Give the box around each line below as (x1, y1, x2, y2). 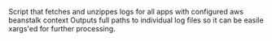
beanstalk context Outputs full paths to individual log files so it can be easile (8, 15, 264, 25)
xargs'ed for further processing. (8, 24, 116, 33)
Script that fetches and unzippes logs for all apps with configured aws (8, 7, 244, 16)
